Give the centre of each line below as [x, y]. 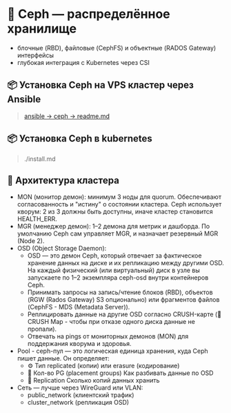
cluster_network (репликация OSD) [78, 403]
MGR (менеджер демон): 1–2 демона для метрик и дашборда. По [113, 227]
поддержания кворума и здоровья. [80, 344]
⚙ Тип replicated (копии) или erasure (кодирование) [103, 366]
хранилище [42, 29]
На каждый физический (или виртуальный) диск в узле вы [113, 270]
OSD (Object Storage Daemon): [62, 249]
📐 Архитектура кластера [63, 180]
